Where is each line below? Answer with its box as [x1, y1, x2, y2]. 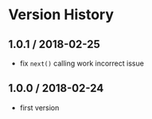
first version [19, 102, 60, 113]
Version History [8, 6, 114, 24]
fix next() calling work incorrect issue [19, 58, 145, 68]
